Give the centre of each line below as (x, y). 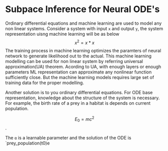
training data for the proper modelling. (45, 83)
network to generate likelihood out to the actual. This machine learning (78, 56)
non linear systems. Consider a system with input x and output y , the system (84, 28)
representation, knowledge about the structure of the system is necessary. (82, 98)
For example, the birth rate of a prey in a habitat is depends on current (78, 103)
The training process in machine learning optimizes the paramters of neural (83, 50)
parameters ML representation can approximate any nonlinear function (78, 72)
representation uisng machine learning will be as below (62, 34)
